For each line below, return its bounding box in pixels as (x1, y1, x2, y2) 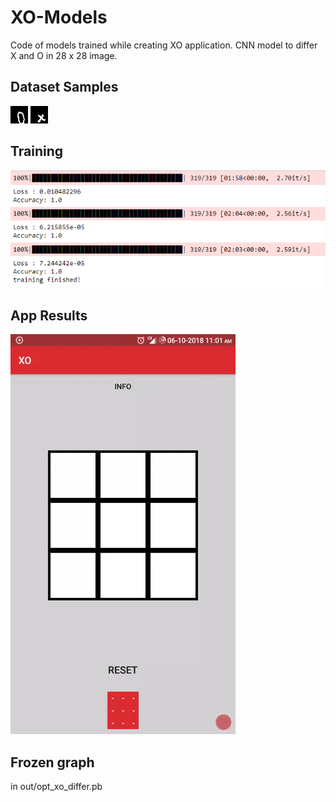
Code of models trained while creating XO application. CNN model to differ (10, 39, 318, 51)
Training (10, 143, 64, 160)
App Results (10, 307, 88, 324)
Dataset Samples (10, 79, 119, 96)
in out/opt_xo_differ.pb (10, 781, 103, 792)
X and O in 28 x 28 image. (10, 49, 118, 61)
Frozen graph (10, 754, 95, 771)
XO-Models (10, 6, 108, 29)
